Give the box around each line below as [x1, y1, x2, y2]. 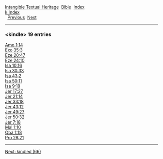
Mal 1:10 [5, 125, 21, 130]
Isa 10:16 [5, 63, 22, 68]
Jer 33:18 [5, 99, 24, 105]
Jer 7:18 [5, 119, 21, 125]
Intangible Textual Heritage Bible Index [5, 4, 85, 10]
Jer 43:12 [5, 104, 24, 110]
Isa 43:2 [5, 73, 22, 79]
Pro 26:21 [5, 135, 24, 141]
